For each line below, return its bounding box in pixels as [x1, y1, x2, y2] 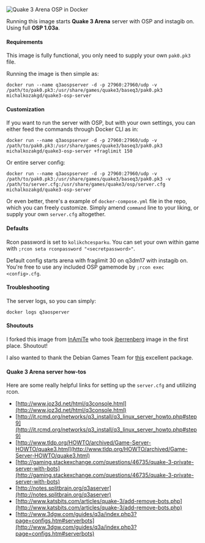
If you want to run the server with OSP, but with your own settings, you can [6, 119, 196, 127]
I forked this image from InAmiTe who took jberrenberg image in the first [6, 335, 188, 343]
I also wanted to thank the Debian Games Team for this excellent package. [6, 354, 194, 361]
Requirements [6, 38, 43, 45]
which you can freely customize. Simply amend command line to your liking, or [6, 204, 199, 211]
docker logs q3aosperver [6, 309, 70, 315]
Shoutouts [6, 322, 34, 329]
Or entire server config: [6, 159, 65, 167]
